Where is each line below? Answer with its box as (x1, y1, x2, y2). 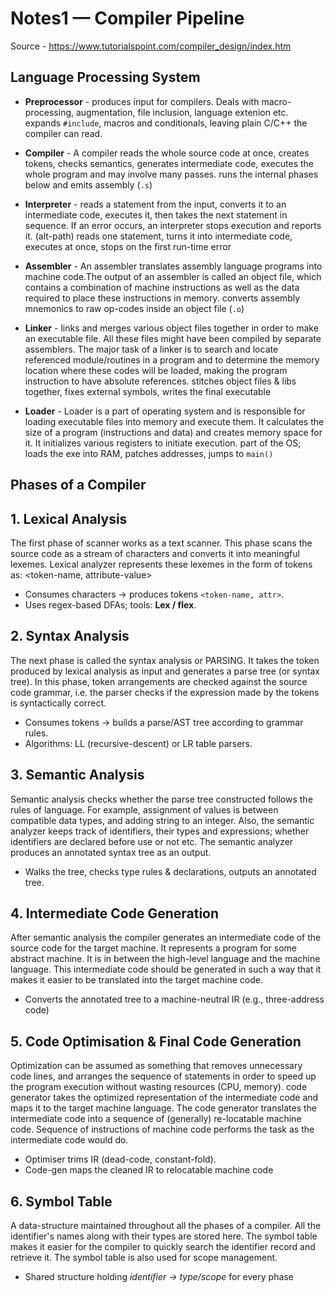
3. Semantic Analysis (10, 767, 145, 784)
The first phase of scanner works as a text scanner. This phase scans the (10, 537, 313, 549)
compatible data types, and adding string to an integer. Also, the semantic (10, 814, 315, 826)
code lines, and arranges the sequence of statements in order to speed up (10, 1070, 317, 1082)
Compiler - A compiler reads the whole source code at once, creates (24, 147, 310, 159)
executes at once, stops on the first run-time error (24, 240, 232, 252)
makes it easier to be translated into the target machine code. (10, 974, 263, 986)
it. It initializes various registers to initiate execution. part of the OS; (24, 437, 302, 449)
